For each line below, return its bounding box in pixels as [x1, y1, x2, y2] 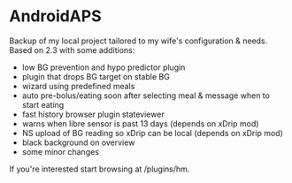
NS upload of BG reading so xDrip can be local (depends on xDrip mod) [21, 127, 283, 138]
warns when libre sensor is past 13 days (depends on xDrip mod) [21, 118, 259, 129]
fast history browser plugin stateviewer [21, 109, 165, 119]
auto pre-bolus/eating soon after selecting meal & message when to [21, 90, 270, 101]
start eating [21, 99, 65, 110]
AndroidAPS [9, 6, 102, 27]
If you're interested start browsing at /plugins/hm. [9, 164, 190, 174]
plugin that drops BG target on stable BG [21, 71, 170, 81]
